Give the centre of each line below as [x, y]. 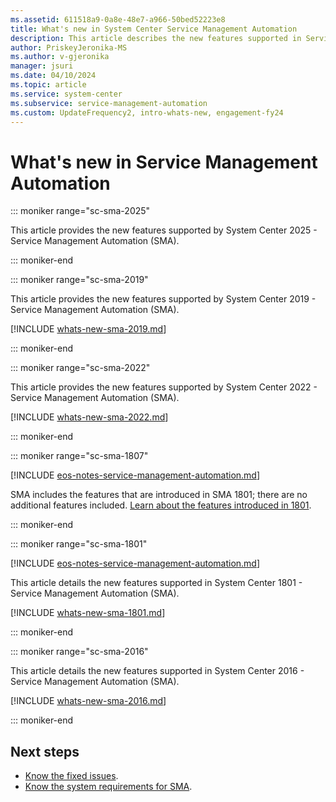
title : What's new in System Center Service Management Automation [154, 29]
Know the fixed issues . [71, 776]
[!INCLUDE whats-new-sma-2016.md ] [88, 701]
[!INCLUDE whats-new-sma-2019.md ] [88, 329]
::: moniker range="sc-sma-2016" [79, 652]
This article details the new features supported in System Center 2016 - [157, 671]
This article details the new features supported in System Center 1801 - [156, 583]
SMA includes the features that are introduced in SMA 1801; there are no [159, 495]
